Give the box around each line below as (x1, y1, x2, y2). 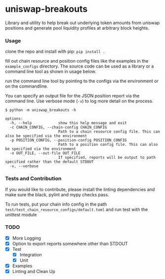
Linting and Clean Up (12, 269, 55, 275)
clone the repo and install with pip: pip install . (5, 48, 105, 55)
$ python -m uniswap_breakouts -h (5, 107, 77, 113)
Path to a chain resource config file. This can (58, 129, 161, 134)
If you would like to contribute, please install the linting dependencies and (5, 186, 155, 192)
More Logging (12, 235, 41, 241)
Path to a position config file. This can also (58, 142, 158, 147)
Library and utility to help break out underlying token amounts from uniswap (5, 20, 160, 26)
